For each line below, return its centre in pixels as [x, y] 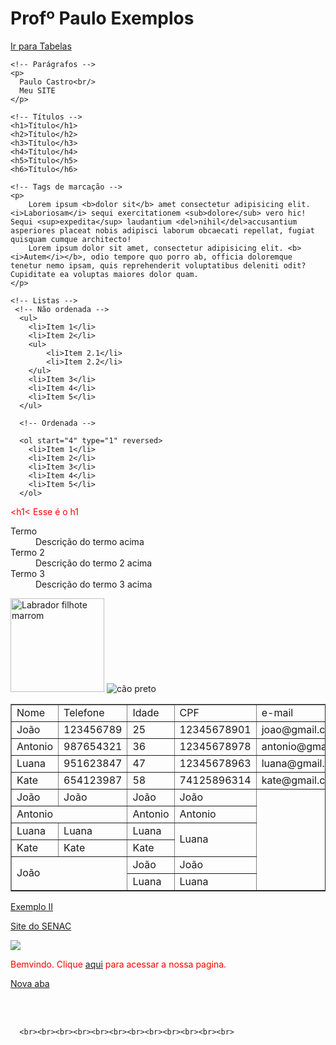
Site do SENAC [41, 926]
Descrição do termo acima [90, 541]
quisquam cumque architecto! [71, 239]
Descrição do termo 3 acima [94, 584]
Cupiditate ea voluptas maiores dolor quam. [104, 274]
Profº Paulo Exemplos [102, 18]
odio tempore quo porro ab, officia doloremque [191, 257]
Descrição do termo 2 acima [94, 563]
